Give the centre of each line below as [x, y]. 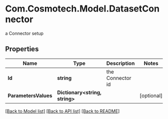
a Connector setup [24, 33]
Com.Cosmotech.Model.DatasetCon [82, 9]
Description [120, 63]
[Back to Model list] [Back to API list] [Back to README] [62, 111]
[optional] [151, 95]
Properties [22, 49]
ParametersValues [30, 95]
